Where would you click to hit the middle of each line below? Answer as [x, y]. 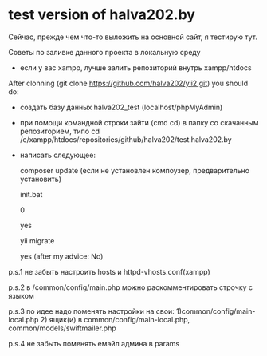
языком [21, 295]
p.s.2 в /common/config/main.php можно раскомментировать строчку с [131, 287]
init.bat [31, 194]
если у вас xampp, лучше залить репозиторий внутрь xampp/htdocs [136, 67]
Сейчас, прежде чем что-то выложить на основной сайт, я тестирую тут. [133, 37]
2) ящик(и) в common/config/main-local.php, [115, 319]
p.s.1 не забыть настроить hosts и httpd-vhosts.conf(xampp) [110, 271]
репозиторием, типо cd [59, 131]
